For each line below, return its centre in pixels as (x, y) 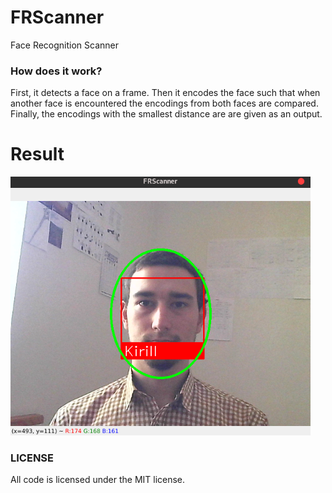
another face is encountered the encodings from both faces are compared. (164, 103)
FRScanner (57, 17)
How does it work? (56, 71)
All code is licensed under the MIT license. (98, 480)
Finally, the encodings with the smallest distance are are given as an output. (166, 114)
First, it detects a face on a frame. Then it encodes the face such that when (165, 93)
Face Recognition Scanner (65, 45)
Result (37, 154)
